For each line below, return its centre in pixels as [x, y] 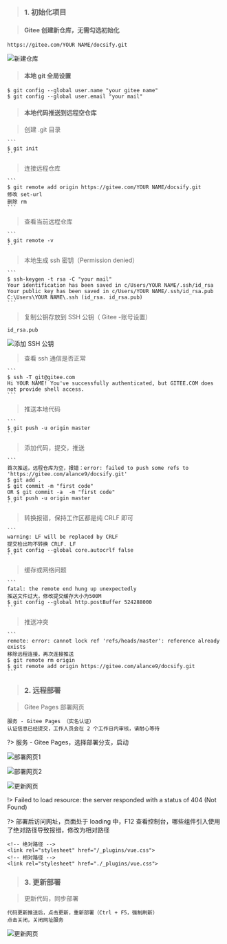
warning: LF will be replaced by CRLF [63, 537]
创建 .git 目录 [42, 129]
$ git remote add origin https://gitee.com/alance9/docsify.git [101, 666]
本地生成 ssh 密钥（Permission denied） [81, 260]
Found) [17, 807]
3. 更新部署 [42, 882]
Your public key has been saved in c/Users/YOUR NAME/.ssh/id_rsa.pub [110, 291]
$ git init [23, 148]
